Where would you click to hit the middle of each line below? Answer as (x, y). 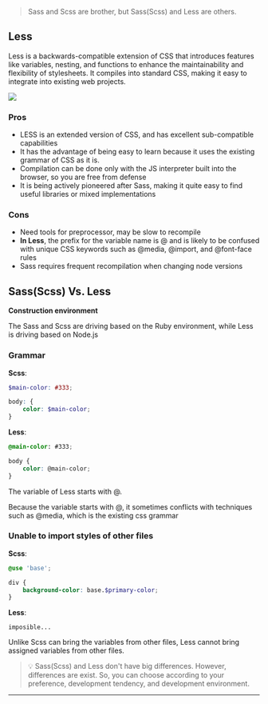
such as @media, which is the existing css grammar (93, 515)
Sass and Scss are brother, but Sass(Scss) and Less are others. (132, 12)
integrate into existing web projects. (67, 81)
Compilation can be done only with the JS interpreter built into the (128, 169)
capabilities (39, 143)
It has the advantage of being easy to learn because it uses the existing (137, 152)
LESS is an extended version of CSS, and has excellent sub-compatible (136, 134)
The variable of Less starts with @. (65, 491)
